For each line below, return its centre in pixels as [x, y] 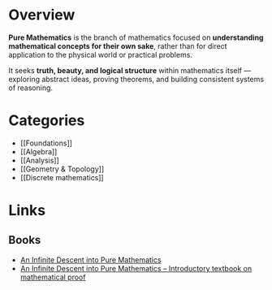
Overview [42, 15]
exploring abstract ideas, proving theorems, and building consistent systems [136, 79]
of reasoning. [31, 88]
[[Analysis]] [39, 160]
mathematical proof [53, 277]
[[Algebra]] [39, 151]
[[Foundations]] [46, 143]
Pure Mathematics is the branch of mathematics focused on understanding [136, 37]
